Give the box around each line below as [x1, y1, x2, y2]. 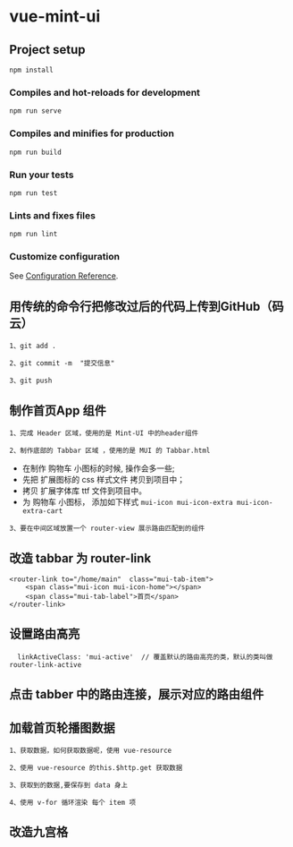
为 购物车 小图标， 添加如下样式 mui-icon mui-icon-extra [21, 497, 234, 508]
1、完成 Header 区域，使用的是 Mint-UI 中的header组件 [9, 429, 199, 438]
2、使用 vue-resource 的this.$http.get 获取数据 [9, 763, 183, 772]
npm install [9, 65, 54, 74]
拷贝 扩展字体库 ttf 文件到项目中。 [21, 485, 147, 496]
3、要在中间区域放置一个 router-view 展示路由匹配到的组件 [9, 524, 205, 534]
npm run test [9, 188, 58, 198]
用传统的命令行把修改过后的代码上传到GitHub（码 [9, 298, 284, 314]
